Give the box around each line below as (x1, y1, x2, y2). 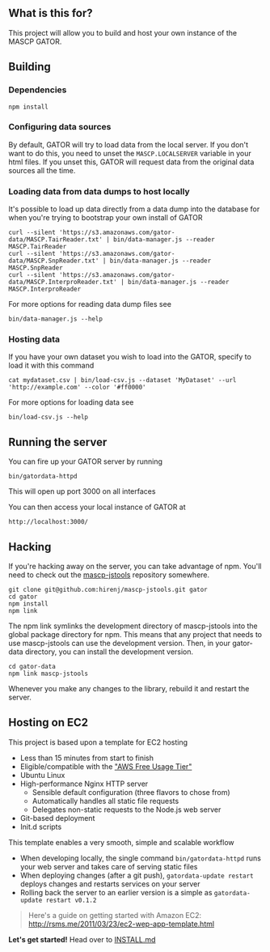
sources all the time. (8, 165, 76, 175)
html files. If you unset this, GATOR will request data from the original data (8, 157, 255, 167)
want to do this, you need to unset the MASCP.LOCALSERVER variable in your (8, 148, 252, 158)
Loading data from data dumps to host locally (8, 185, 190, 197)
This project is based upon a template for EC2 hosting (8, 737, 188, 747)
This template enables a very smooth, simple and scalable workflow (8, 837, 234, 847)
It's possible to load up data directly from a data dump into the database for (8, 204, 260, 214)
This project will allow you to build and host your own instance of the (8, 28, 237, 37)
